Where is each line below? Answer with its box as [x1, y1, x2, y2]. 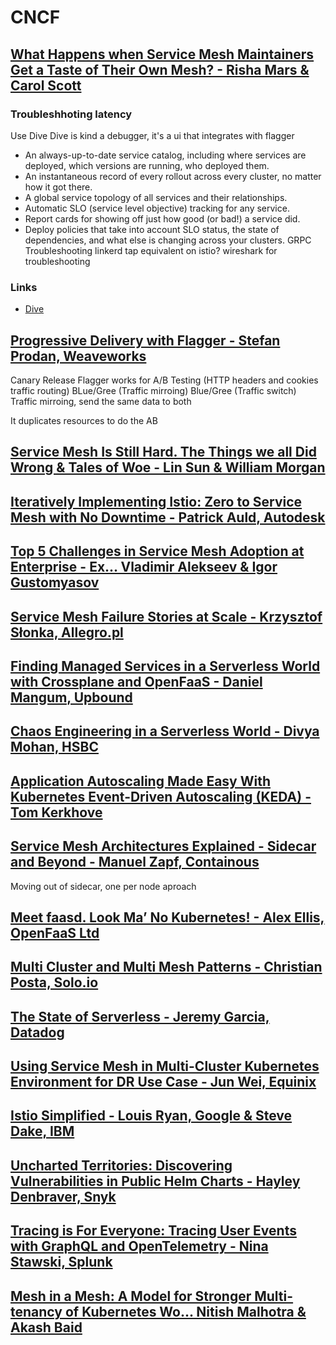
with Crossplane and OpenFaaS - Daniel [10, 673, 263, 690]
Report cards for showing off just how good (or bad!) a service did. [24, 212, 301, 225]
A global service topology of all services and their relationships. [24, 191, 288, 203]
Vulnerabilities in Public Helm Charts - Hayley [10, 1172, 301, 1190]
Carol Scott [10, 77, 82, 94]
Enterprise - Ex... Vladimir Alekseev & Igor [10, 559, 278, 576]
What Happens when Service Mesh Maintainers [10, 46, 315, 63]
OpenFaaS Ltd [10, 924, 100, 941]
